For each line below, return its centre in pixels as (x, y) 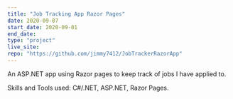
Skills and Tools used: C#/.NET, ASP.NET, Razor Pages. (88, 88)
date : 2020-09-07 (33, 21)
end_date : (22, 34)
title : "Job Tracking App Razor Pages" (66, 14)
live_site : (23, 47)
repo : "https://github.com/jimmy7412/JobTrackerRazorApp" (95, 54)
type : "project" (31, 41)
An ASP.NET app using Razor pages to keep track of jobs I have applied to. (117, 74)
